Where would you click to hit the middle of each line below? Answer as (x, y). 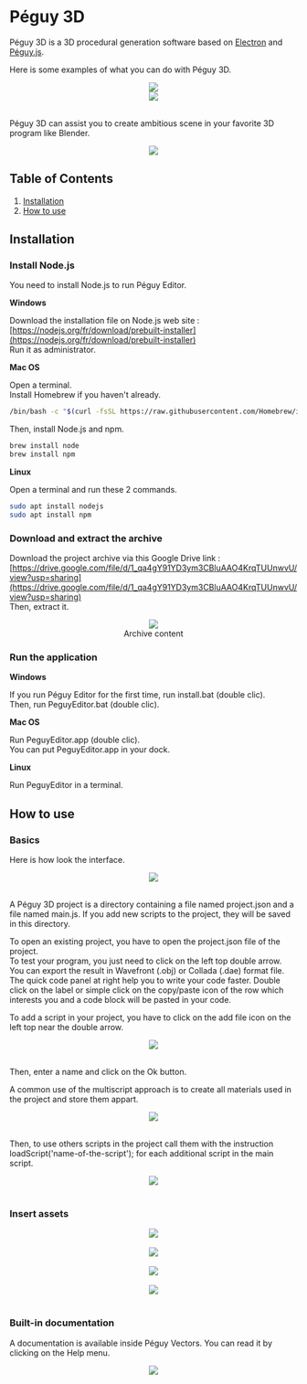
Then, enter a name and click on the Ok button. (98, 1072)
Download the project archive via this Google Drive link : (115, 559)
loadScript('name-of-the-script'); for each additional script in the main (142, 1154)
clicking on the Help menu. (60, 1352)
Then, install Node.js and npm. (67, 429)
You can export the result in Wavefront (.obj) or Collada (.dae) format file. (147, 971)
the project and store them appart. (74, 1100)
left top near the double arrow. (67, 1027)
